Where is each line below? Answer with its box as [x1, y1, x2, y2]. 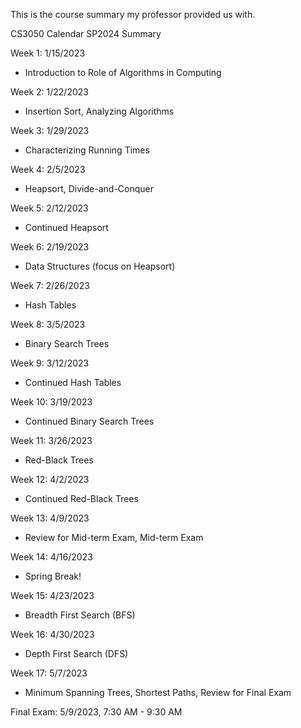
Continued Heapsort [24, 222, 109, 233]
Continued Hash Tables [24, 377, 122, 388]
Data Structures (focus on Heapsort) [24, 260, 176, 272]
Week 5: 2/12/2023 [10, 202, 89, 214]
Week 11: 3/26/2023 [10, 435, 93, 446]
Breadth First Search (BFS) [24, 609, 136, 621]
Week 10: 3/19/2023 [10, 396, 93, 408]
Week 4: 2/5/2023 [10, 164, 86, 175]
